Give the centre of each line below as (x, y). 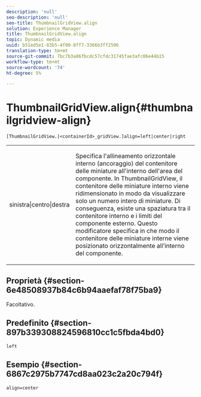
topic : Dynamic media (33, 40)
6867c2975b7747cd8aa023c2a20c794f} (85, 374)
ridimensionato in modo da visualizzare (130, 193)
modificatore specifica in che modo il (127, 231)
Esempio (23, 365)
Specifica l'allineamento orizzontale (126, 156)
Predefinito (28, 323)
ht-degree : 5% (24, 73)
